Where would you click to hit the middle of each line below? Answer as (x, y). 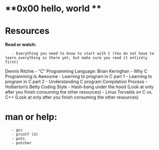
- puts (18, 139)
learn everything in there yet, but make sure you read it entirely (76, 58)
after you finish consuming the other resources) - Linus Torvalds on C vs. (79, 92)
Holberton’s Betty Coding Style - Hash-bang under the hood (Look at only (79, 87)
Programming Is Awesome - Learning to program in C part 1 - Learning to (79, 76)
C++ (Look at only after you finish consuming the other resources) (72, 97)
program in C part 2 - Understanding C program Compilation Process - (76, 82)
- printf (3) (25, 135)
